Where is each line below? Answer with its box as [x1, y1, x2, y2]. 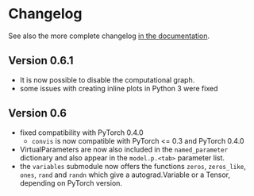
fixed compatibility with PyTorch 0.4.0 [19, 128, 144, 137]
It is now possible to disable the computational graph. [19, 75, 195, 84]
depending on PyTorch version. [19, 178, 123, 187]
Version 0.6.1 [8, 54, 74, 67]
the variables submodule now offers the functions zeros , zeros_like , [19, 161, 246, 171]
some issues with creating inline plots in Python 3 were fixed [19, 83, 218, 93]
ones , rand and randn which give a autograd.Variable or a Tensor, [19, 170, 231, 179]
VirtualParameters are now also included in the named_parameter [19, 144, 229, 154]
